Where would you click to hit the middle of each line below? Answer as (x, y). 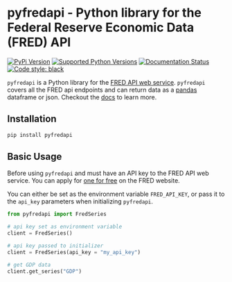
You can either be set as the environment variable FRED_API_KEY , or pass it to (116, 194)
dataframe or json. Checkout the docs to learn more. (82, 97)
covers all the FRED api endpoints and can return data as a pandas (102, 90)
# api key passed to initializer (55, 246)
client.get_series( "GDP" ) (44, 271)
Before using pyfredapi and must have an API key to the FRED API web (108, 173)
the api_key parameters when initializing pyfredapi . (80, 201)
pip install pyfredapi (40, 135)
